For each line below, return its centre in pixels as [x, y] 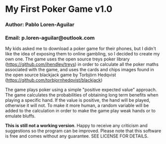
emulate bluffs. [20, 116]
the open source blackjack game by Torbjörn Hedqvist [61, 75]
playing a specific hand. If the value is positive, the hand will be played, [78, 100]
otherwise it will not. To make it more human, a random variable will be [77, 105]
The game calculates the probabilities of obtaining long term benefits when [82, 95]
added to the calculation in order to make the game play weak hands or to [81, 111]
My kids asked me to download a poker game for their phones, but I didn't [81, 48]
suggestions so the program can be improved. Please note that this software [83, 131]
